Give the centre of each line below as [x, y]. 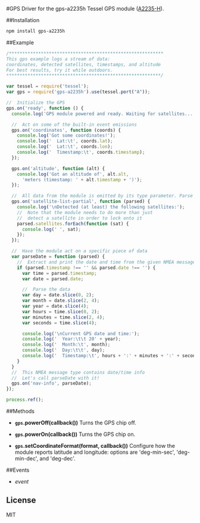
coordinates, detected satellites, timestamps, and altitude [84, 64]
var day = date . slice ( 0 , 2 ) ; [58, 295]
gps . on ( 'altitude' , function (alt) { [58, 168]
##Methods [20, 411]
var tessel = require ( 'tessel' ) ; [48, 86]
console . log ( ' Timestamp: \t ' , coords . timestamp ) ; [81, 152]
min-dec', [26, 458]
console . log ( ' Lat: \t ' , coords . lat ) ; [65, 141]
